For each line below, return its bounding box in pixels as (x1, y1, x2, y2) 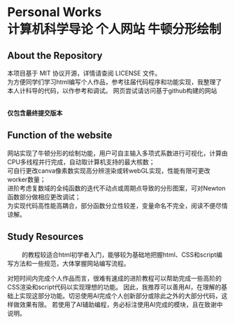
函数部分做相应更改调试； (7, 192, 81, 201)
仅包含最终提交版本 (7, 109, 63, 117)
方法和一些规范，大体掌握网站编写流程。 (13, 259, 130, 267)
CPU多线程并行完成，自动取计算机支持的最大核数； (7, 157, 155, 166)
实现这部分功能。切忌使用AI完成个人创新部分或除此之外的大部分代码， (19, 291, 222, 300)
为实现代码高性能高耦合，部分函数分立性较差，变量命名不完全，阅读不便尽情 (7, 201, 228, 210)
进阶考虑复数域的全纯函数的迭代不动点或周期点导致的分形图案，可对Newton (7, 183, 226, 192)
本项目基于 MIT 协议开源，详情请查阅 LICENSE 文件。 (7, 69, 162, 77)
